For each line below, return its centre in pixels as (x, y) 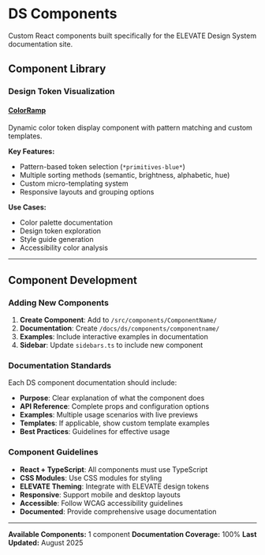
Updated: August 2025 (46, 542)
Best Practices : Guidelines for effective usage (95, 432)
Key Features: (32, 152)
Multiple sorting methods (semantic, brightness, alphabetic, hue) (125, 176)
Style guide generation (56, 240)
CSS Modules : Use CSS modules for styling (91, 478)
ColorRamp (27, 110)
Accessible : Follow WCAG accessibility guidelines (101, 503)
